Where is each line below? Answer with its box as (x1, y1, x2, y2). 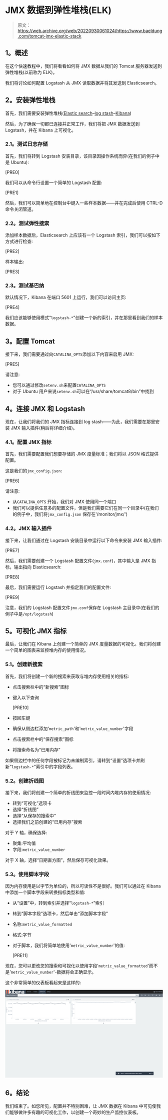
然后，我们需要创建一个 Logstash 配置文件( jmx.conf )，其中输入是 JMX (5, 557, 150, 563)
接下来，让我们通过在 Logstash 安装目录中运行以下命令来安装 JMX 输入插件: (5, 537, 162, 543)
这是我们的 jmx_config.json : (5, 468, 62, 474)
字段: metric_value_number (12, 846, 65, 852)
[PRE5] (5, 361, 19, 367)
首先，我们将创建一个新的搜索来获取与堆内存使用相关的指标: (5, 673, 129, 679)
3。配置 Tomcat (5, 337, 55, 345)
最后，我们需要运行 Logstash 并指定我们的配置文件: (5, 584, 111, 590)
